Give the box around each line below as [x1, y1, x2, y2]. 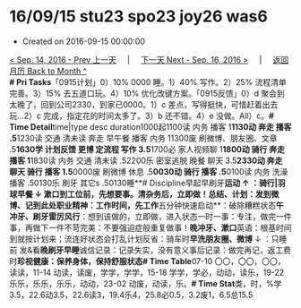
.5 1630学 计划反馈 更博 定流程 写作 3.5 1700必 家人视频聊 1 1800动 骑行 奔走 [9, 143, 285, 154]
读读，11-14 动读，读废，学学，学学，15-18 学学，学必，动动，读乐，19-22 [9, 267, 285, 278]
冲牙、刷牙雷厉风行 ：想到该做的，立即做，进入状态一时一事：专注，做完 [9, 210, 276, 221]
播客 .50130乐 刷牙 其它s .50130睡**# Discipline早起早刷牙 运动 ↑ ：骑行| [9, 177, 278, 188]
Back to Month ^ [26, 65, 88, 76]
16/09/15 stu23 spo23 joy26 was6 [9, 6, 269, 27]
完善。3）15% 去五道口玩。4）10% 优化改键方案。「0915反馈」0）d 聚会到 [9, 88, 285, 98]
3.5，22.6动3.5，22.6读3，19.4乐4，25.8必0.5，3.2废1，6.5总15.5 [9, 289, 254, 300]
